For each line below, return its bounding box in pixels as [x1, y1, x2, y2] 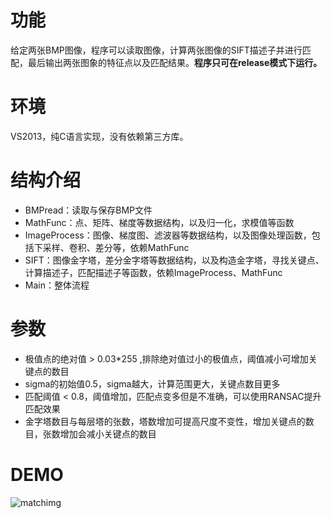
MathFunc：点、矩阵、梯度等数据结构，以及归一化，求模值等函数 [24, 216, 295, 228]
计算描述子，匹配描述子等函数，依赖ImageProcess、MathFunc [24, 266, 283, 278]
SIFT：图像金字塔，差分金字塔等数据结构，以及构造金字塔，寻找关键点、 [24, 254, 325, 266]
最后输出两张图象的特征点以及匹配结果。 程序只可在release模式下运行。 [27, 56, 323, 68]
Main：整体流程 [24, 279, 90, 291]
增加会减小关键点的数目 [59, 427, 157, 440]
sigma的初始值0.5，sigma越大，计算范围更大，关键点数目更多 [24, 377, 281, 390]
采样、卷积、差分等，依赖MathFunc [42, 241, 190, 253]
